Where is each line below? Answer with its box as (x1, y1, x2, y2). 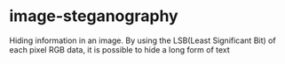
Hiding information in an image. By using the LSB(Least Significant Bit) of (9, 35, 277, 46)
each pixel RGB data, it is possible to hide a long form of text (9, 44, 231, 54)
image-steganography (9, 6, 179, 26)
